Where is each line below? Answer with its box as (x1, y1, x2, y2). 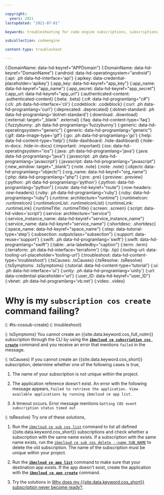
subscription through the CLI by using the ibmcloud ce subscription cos (5, 336, 151, 342)
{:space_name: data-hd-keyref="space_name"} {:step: (5, 226, 115, 232)
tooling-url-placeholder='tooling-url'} (5, 252, 81, 258)
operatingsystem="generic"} (5, 127, 63, 133)
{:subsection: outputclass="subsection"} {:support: (31, 231, 134, 237)
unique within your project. (12, 449, 66, 455)
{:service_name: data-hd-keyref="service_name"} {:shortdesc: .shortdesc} (5, 221, 156, 227)
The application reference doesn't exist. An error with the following (12, 380, 147, 386)
